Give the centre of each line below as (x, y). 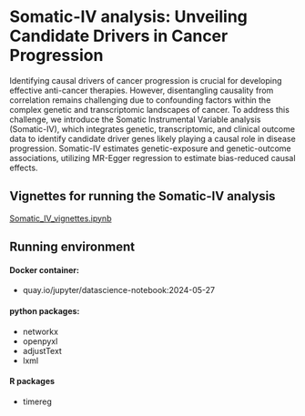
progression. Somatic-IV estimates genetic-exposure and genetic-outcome (150, 148)
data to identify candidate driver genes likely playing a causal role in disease (152, 138)
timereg (37, 401)
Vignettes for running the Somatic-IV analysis (142, 196)
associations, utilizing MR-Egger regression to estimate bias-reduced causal (152, 157)
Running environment (72, 247)
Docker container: (45, 269)
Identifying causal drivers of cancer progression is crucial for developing (146, 80)
